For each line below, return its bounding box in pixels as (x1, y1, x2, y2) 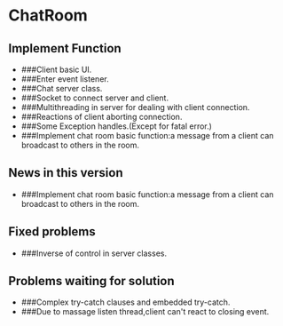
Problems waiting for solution (8, 274, 175, 289)
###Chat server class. (20, 83, 103, 93)
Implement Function (8, 41, 122, 56)
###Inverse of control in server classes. (20, 248, 168, 258)
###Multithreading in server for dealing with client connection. (20, 102, 250, 112)
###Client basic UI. (20, 64, 92, 75)
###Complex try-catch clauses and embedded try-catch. (20, 297, 231, 307)
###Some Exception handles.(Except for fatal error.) (20, 121, 212, 131)
